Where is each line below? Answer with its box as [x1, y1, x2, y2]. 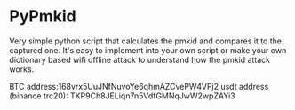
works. [9, 64, 35, 75]
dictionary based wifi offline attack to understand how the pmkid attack [9, 54, 271, 65]
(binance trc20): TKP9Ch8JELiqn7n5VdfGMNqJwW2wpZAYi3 [9, 90, 235, 101]
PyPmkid [9, 6, 77, 27]
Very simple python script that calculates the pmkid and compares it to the [9, 35, 283, 46]
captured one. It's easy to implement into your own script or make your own [9, 44, 287, 55]
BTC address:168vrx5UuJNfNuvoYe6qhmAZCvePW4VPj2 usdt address [9, 81, 269, 91]
